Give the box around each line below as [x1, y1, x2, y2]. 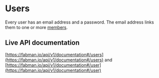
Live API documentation [5, 39, 80, 47]
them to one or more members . [5, 24, 68, 30]
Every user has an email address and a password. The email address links [5, 19, 154, 25]
